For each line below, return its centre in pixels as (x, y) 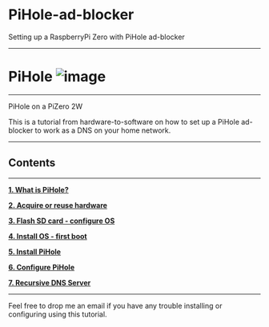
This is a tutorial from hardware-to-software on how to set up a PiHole (124, 122)
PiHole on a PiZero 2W (46, 106)
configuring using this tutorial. (58, 314)
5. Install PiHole (35, 251)
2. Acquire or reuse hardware (58, 205)
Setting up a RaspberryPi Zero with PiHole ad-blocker (97, 37)
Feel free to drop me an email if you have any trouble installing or (115, 305)
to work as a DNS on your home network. (103, 130)
